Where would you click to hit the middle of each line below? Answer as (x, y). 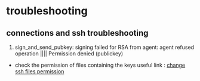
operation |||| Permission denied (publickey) (69, 54)
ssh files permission (39, 71)
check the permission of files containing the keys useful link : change (100, 65)
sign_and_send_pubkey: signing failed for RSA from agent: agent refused (104, 47)
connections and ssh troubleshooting (77, 33)
